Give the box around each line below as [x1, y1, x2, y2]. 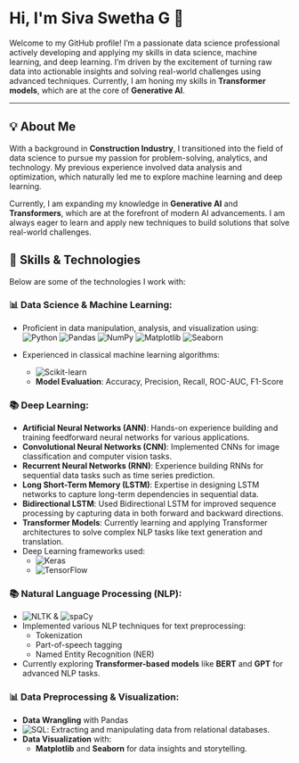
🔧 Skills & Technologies [9, 253, 141, 268]
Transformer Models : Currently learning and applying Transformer [21, 518, 269, 528]
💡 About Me [9, 120, 77, 135]
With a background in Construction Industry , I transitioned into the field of [9, 143, 284, 153]
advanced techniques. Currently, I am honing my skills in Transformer [9, 75, 266, 86]
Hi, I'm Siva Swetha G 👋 [9, 8, 184, 29]
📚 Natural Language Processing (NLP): [9, 588, 182, 601]
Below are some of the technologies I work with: [9, 276, 186, 286]
